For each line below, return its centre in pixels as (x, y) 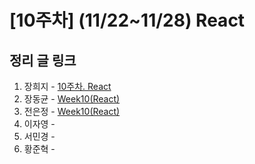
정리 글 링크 (43, 60)
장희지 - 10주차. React (67, 86)
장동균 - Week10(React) (72, 99)
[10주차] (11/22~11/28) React (127, 20)
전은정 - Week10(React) (72, 111)
